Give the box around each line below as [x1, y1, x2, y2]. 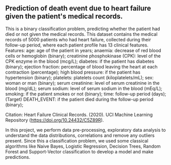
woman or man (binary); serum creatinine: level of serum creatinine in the [5, 80, 160, 86]
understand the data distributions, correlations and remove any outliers [5, 132, 155, 138]
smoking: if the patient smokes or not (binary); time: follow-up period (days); [5, 90, 166, 97]
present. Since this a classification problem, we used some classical [5, 137, 149, 144]
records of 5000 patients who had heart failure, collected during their [5, 36, 152, 42]
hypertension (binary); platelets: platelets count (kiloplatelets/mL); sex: [5, 74, 154, 81]
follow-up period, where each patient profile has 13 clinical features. [5, 42, 149, 48]
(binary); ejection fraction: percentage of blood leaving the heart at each [5, 63, 158, 69]
